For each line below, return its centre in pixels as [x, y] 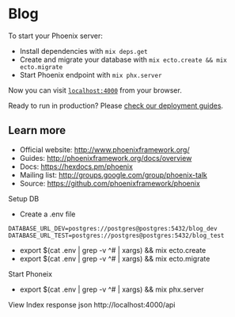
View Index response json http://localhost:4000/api [92, 304]
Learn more [37, 130]
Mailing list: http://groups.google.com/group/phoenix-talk [114, 174]
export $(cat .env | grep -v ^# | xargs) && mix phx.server [112, 289]
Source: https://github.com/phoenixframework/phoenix [110, 183]
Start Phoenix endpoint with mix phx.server [91, 74]
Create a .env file [47, 214]
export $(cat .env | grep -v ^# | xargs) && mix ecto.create [113, 250]
